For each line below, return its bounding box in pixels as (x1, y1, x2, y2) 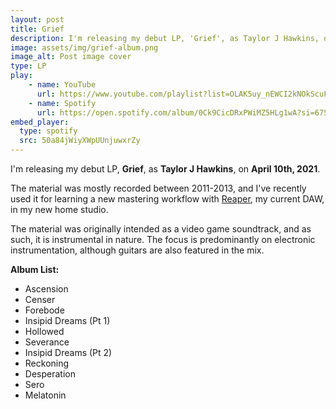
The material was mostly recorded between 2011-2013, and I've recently (10, 182, 307, 194)
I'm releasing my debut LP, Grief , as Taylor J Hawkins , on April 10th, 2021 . (10, 163, 321, 175)
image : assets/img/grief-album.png (10, 42, 159, 53)
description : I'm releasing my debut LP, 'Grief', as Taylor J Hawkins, (10, 33, 320, 43)
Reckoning (24, 357, 70, 369)
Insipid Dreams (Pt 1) (24, 315, 111, 326)
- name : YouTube (28, 80, 97, 90)
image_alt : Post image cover (10, 52, 132, 62)
